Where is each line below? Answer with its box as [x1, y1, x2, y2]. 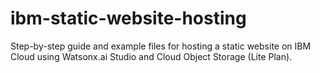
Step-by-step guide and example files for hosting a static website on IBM [10, 40, 312, 52]
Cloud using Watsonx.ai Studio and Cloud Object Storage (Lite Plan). [10, 50, 293, 62]
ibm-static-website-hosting [10, 7, 247, 30]
